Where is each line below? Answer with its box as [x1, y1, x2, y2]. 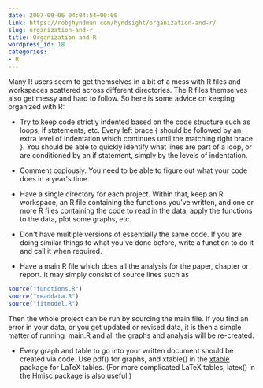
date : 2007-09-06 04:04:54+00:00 [8, 11, 118, 20]
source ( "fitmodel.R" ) [8, 299, 80, 307]
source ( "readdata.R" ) [8, 292, 80, 300]
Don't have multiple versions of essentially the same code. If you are [19, 229, 243, 239]
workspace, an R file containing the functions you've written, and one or [19, 197, 254, 207]
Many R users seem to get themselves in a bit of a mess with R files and [8, 76, 242, 86]
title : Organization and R [8, 33, 97, 42]
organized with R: [8, 101, 65, 111]
